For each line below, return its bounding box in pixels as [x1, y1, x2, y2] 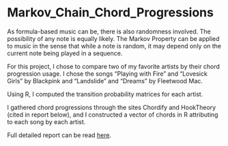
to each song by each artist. [7, 117, 86, 126]
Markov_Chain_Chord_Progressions [7, 5, 214, 20]
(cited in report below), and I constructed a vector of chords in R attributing [7, 111, 218, 119]
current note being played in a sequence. [7, 49, 123, 57]
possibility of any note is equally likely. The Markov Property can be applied [7, 34, 220, 42]
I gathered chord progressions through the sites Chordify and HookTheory [7, 103, 216, 111]
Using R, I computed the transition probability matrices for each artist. [7, 90, 203, 98]
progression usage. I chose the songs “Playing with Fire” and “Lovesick [7, 70, 208, 78]
